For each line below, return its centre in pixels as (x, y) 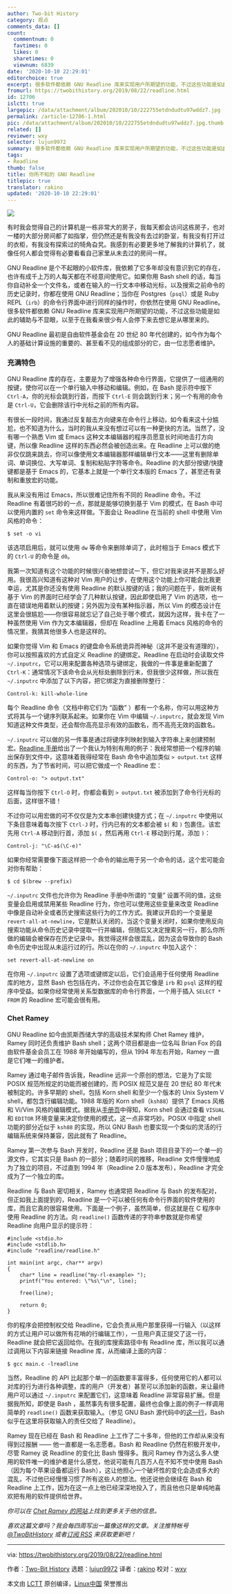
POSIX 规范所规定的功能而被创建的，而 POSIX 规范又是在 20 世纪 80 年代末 (115, 1083)
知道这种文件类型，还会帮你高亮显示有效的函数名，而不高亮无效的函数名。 (113, 725)
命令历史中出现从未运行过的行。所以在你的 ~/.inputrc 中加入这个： (103, 947)
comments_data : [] (33, 26)
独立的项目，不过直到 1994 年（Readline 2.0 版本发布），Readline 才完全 (122, 1167)
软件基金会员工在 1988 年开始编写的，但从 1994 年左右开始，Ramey (109, 1052)
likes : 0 (26, 53)
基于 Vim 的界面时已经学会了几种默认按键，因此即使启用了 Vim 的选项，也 (112, 597)
